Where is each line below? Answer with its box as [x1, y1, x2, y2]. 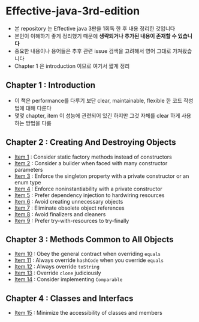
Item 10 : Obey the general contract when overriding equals [14, 251, 161, 258]
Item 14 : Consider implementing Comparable [14, 276, 123, 283]
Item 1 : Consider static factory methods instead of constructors [14, 153, 172, 160]
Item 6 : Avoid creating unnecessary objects [14, 198, 123, 205]
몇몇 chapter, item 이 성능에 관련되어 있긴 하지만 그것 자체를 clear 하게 [14, 112, 180, 119]
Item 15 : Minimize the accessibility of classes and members [14, 309, 162, 317]
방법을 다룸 [25, 119, 52, 127]
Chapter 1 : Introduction [5, 80, 96, 91]
